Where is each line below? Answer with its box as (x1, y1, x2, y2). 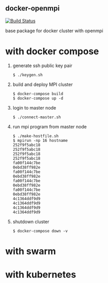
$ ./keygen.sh (12, 72, 43, 77)
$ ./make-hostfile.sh (12, 133, 59, 139)
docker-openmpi (5, 4, 60, 13)
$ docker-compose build (12, 91, 64, 96)
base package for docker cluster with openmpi (5, 28, 103, 34)
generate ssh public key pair (12, 62, 73, 69)
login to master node (12, 104, 57, 111)
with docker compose (5, 46, 99, 57)
